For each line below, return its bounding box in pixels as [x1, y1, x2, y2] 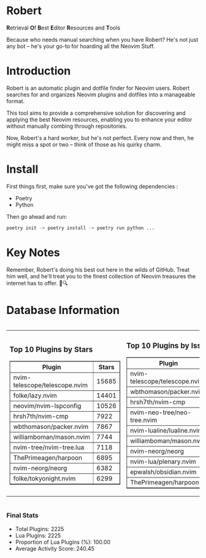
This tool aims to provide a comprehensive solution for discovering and [6, 109, 186, 117]
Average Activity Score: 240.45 [15, 544, 95, 552]
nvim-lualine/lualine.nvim [129, 426, 204, 435]
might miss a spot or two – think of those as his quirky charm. [6, 141, 162, 148]
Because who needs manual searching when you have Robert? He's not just [6, 36, 199, 43]
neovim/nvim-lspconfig [13, 402, 82, 411]
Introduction [6, 64, 71, 78]
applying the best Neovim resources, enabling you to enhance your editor [6, 116, 193, 123]
